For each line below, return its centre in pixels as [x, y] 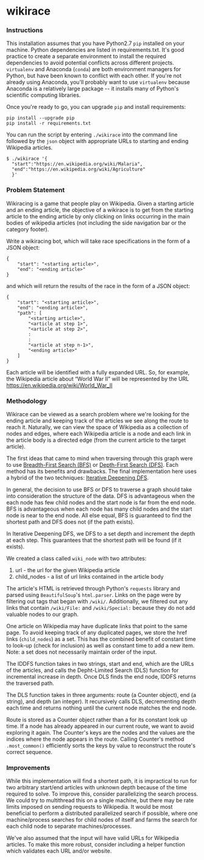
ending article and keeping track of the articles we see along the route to [97, 421]
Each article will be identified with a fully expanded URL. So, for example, [98, 372]
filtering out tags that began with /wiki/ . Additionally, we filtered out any [97, 601]
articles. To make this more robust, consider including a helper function [96, 845]
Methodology [27, 401]
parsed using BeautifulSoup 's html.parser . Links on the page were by [94, 595]
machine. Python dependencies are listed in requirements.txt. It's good [95, 50]
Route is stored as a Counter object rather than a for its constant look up [97, 720]
